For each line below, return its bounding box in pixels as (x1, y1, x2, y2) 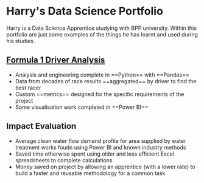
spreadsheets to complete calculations (15, 156, 113, 164)
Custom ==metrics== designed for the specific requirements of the (15, 90, 185, 98)
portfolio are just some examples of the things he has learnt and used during (6, 30, 198, 38)
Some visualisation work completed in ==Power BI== (15, 103, 149, 111)
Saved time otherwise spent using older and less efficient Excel (15, 150, 175, 157)
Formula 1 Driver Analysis (6, 55, 105, 65)
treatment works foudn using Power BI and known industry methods (15, 143, 186, 151)
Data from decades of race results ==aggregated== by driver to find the (15, 77, 197, 85)
